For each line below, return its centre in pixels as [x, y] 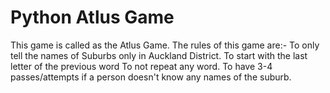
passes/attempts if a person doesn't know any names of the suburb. [151, 77]
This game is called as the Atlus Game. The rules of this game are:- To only [165, 45]
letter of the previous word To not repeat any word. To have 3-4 [141, 66]
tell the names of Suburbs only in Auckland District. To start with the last [159, 55]
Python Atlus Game [92, 17]
